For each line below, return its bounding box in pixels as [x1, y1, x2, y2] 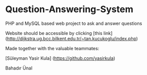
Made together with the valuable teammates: [5, 45, 100, 51]
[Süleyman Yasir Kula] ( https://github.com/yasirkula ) [5, 55, 116, 61]
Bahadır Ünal [5, 65, 33, 71]
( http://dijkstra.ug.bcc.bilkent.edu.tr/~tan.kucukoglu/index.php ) [5, 35, 138, 42]
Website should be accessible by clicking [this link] [5, 30, 113, 36]
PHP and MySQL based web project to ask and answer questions [5, 20, 142, 26]
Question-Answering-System [5, 4, 134, 15]
